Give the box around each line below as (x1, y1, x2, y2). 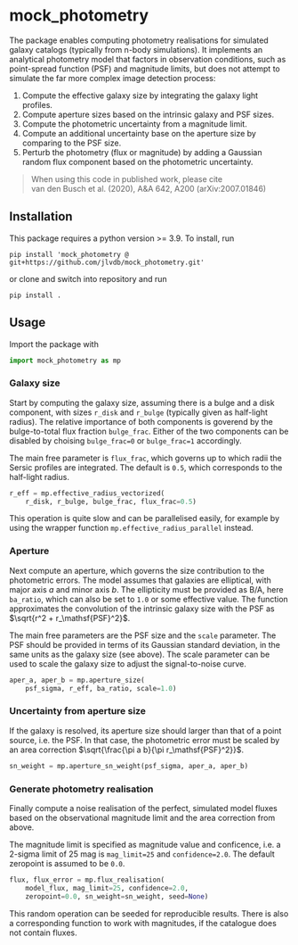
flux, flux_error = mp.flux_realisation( (9, 875, 165, 884)
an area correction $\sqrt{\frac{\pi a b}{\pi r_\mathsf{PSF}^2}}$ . (9, 744, 245, 755)
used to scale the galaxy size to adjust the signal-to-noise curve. (9, 658, 246, 669)
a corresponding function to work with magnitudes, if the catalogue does (9, 917, 278, 928)
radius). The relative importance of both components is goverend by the (9, 416, 274, 427)
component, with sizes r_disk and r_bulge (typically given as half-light (9, 407, 269, 418)
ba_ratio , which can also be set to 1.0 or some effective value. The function (9, 593, 289, 604)
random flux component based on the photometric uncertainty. (21, 156, 254, 167)
